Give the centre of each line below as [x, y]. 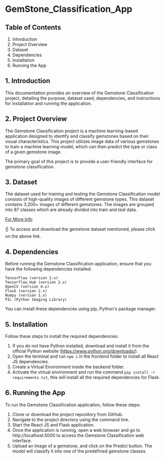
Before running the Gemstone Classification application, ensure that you [78, 264]
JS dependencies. [31, 362]
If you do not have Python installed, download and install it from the [81, 346]
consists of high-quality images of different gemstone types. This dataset [80, 199]
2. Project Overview [36, 119]
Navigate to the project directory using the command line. [71, 419]
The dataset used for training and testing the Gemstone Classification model [82, 194]
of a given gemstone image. [33, 152]
